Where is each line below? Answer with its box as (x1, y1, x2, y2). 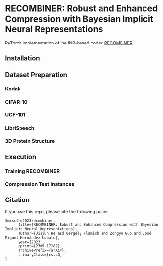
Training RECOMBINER (5, 167, 60, 174)
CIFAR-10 (5, 98, 28, 105)
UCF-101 (5, 111, 26, 118)
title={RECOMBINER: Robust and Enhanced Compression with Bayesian (18, 222, 159, 227)
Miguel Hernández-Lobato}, (5, 235, 60, 240)
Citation (5, 196, 30, 204)
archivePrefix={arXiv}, (18, 248, 67, 253)
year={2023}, (18, 240, 45, 244)
